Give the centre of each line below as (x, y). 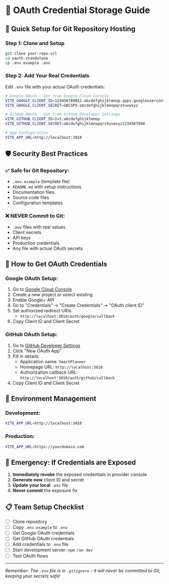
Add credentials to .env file (40, 544)
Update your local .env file (40, 485)
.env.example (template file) (41, 182)
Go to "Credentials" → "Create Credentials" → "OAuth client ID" (78, 305)
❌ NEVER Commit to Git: (35, 216)
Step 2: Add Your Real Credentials (47, 76)
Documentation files (33, 192)
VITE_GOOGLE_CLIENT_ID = (30, 101)
